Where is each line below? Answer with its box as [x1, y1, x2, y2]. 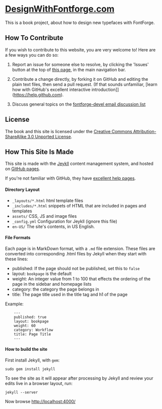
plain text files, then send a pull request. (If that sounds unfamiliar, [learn [12, 81, 158, 87]
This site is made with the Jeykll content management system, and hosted [5, 160, 154, 167]
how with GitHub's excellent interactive [12, 87, 91, 92]
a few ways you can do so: [5, 52, 59, 58]
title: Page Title [14, 332, 51, 337]
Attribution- [133, 128, 157, 134]
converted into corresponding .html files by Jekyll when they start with [5, 250, 147, 256]
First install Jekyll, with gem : [5, 357, 60, 363]
